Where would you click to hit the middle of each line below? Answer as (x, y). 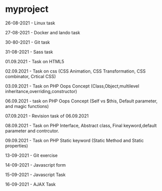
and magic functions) (27, 106)
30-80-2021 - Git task (28, 42)
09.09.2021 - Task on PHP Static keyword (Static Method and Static (75, 140)
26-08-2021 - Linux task (30, 23)
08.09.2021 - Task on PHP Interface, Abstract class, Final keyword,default (81, 125)
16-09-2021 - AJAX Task (30, 184)
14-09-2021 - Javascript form (36, 165)
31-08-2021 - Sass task (29, 52)
